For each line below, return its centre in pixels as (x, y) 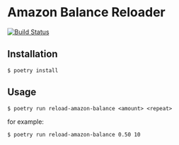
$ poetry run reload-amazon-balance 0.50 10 (74, 134)
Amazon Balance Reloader (87, 12)
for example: (26, 122)
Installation (33, 54)
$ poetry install (33, 70)
